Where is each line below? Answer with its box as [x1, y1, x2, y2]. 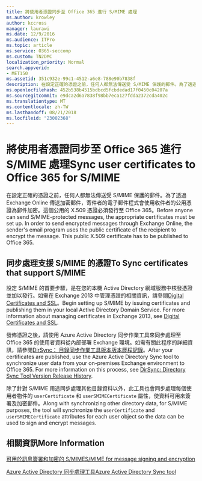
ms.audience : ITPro [6, 37, 55, 43]
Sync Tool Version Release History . [6, 372, 93, 379]
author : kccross [6, 20, 47, 26]
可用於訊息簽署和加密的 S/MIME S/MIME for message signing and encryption [6, 455, 195, 462]
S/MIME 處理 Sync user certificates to [6, 158, 196, 171]
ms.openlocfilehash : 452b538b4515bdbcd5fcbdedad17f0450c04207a [6, 87, 168, 93]
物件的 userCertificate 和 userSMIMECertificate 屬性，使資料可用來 [16, 392, 186, 399]
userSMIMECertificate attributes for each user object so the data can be [6, 413, 185, 420]
